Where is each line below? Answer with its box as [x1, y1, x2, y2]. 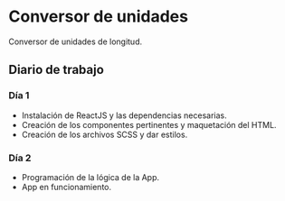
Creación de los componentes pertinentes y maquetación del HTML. [21, 119, 277, 130]
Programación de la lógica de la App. [21, 171, 160, 182]
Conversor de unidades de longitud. [8, 36, 142, 47]
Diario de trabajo [8, 62, 105, 78]
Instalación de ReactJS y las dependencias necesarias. [21, 110, 227, 121]
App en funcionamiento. [21, 181, 112, 192]
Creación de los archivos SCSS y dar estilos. [21, 129, 188, 140]
